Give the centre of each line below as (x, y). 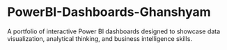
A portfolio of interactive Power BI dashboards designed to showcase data (114, 31)
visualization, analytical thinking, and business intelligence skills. (100, 38)
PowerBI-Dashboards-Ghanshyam (109, 12)
